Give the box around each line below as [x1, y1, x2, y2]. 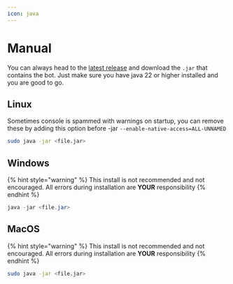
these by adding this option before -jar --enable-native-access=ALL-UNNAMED [7, 124, 227, 133]
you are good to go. [7, 78, 64, 87]
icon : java [7, 10, 39, 17]
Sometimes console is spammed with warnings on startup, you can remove [7, 117, 224, 126]
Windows [7, 157, 50, 169]
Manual [7, 40, 52, 56]
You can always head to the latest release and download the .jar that [7, 63, 208, 72]
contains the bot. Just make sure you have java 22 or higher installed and [7, 70, 218, 79]
